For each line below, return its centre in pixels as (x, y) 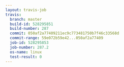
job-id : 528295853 (29, 43)
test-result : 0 (26, 57)
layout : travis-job (26, 10)
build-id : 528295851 (32, 24)
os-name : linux (26, 52)
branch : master (26, 19)
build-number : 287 (29, 29)
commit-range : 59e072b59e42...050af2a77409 (56, 38)
